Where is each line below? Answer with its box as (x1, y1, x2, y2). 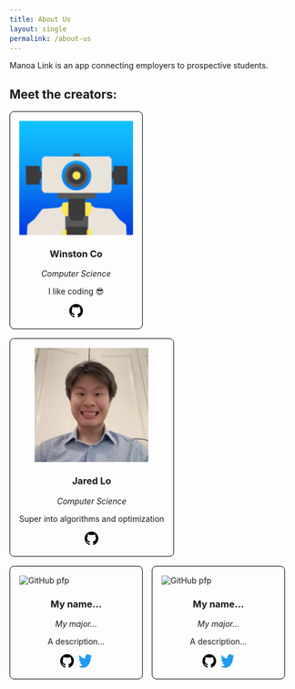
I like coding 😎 (48, 286, 105, 297)
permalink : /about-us (9, 34, 92, 43)
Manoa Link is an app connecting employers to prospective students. (9, 60, 269, 71)
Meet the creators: (9, 87, 117, 102)
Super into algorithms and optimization (19, 513, 165, 524)
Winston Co (49, 247, 103, 260)
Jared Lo (72, 475, 112, 487)
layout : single (9, 24, 67, 34)
